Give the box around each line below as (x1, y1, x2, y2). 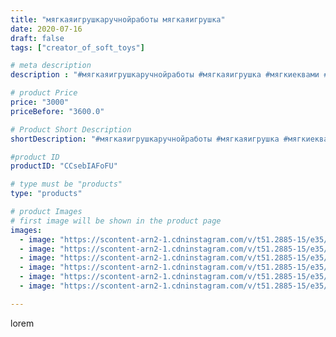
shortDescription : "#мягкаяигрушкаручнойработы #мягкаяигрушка (10, 134, 280, 144)
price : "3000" (10, 97, 70, 107)
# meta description (10, 61, 92, 71)
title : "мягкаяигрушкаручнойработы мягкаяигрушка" (10, 14, 226, 25)
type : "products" (10, 189, 83, 199)
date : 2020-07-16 (10, 24, 83, 34)
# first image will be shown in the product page (10, 216, 222, 226)
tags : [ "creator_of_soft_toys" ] (10, 42, 145, 53)
